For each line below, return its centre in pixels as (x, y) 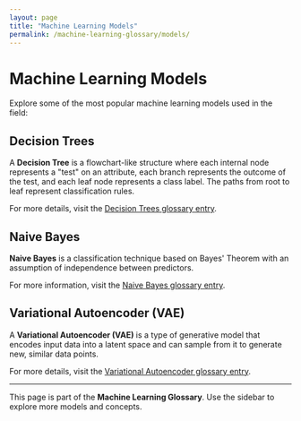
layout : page (34, 17)
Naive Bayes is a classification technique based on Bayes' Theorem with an (149, 258)
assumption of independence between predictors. (102, 267)
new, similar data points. (54, 354)
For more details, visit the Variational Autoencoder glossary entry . (130, 371)
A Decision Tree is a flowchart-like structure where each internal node (139, 163)
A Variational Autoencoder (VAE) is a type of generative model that (135, 335)
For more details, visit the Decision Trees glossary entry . (113, 209)
